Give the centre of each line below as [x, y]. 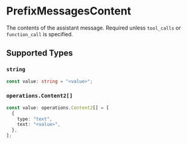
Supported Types [40, 53]
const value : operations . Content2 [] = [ [58, 108]
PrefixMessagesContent [69, 11]
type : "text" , [35, 119]
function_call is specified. [40, 34]
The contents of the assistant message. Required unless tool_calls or [93, 28]
